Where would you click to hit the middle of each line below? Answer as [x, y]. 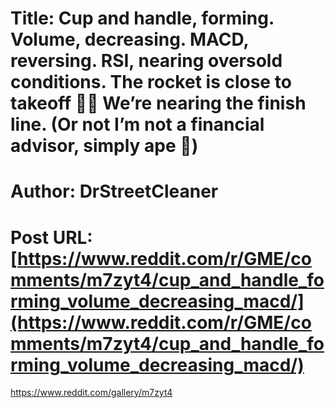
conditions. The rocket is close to [151, 82]
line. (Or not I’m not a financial [137, 124]
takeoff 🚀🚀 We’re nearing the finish [158, 103]
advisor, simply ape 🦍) [104, 146]
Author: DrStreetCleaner [114, 191]
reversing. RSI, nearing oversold [146, 61]
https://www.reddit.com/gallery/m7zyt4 [91, 393]
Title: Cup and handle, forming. [142, 18]
